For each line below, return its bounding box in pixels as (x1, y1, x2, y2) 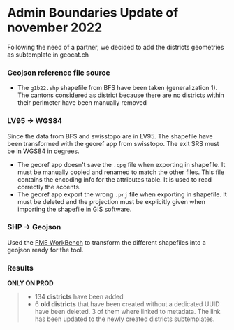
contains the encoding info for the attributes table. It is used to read (17, 175, 212, 183)
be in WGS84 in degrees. (7, 147, 80, 155)
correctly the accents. (17, 182, 81, 191)
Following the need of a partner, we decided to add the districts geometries (7, 43, 224, 51)
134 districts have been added (34, 292, 124, 301)
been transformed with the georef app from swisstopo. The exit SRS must (7, 139, 219, 148)
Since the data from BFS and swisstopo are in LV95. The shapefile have (7, 131, 213, 141)
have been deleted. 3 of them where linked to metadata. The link (34, 308, 221, 316)
